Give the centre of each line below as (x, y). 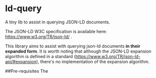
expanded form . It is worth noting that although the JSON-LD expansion (78, 51)
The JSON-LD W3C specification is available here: (56, 31)
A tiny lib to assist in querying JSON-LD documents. (58, 22)
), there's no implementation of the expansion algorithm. (93, 61)
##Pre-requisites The (26, 71)
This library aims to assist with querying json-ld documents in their (73, 46)
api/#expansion (21, 61)
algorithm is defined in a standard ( (40, 56)
